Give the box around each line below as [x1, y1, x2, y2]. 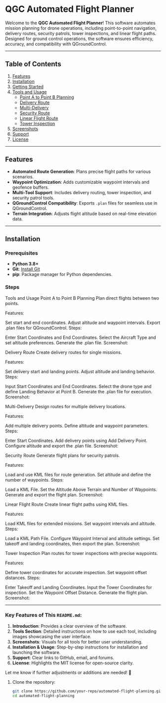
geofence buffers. [12, 184, 49, 190]
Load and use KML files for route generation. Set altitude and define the [5, 472, 152, 478]
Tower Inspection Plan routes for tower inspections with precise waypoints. [5, 550, 158, 556]
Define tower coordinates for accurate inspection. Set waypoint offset [5, 569, 147, 575]
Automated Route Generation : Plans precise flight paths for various [12, 168, 151, 174]
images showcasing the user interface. [12, 633, 91, 640]
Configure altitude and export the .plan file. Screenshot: [5, 442, 119, 449]
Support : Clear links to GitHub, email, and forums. [12, 654, 115, 660]
